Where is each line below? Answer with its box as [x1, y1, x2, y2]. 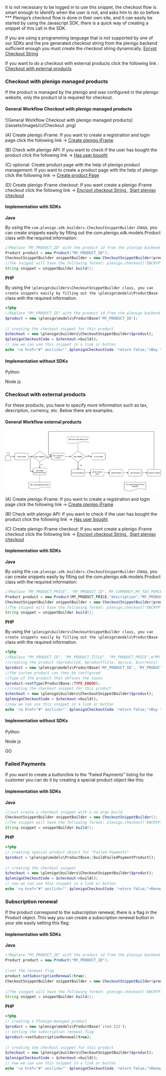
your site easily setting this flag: [5, 920, 70, 926]
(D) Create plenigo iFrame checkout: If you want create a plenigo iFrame [5, 182, 152, 188]
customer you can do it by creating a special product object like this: [5, 777, 145, 783]
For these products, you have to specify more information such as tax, [5, 402, 148, 408]
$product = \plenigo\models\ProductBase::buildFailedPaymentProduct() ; [5, 855, 156, 860]
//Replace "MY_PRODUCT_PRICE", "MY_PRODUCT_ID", [5, 589, 107, 594]
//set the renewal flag [5, 968, 54, 973]
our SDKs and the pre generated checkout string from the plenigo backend [5, 40, 158, 46]
